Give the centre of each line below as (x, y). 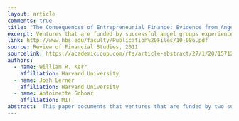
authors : (20, 60)
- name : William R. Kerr (51, 67)
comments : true (30, 21)
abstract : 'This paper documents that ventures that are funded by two (116, 107)
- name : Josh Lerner (44, 80)
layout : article (31, 14)
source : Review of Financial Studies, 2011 (73, 47)
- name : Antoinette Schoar (54, 93)
